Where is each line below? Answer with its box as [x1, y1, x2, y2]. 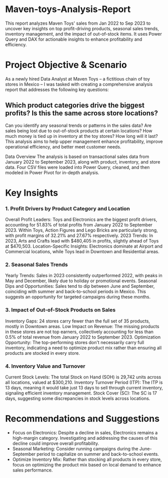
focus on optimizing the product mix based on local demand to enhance [12, 462, 161, 467]
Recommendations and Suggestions [5, 413, 159, 425]
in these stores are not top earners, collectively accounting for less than [5, 329, 154, 335]
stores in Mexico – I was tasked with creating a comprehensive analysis [5, 81, 153, 87]
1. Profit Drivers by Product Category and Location [5, 205, 130, 212]
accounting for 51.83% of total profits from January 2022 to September [5, 222, 153, 228]
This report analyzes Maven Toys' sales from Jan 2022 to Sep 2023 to [5, 20, 151, 26]
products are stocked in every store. [5, 350, 80, 356]
